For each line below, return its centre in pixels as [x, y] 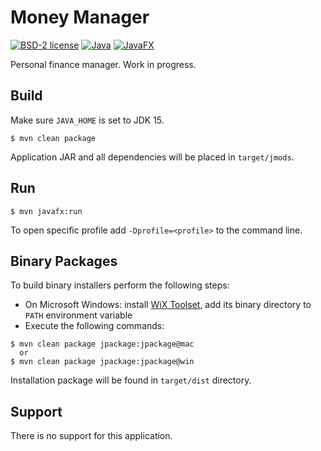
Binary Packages [64, 261]
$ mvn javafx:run [46, 211]
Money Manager [80, 17]
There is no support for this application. [91, 436]
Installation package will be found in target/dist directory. [131, 380]
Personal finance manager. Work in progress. [103, 64]
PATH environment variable [78, 315]
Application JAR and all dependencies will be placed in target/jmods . [152, 157]
